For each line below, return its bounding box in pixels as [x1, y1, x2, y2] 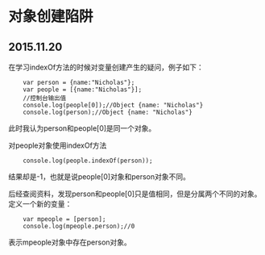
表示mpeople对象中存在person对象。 [8, 237, 131, 247]
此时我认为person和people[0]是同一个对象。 [8, 123, 156, 133]
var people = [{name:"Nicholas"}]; [23, 86, 143, 94]
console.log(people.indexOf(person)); [23, 157, 153, 165]
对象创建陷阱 [8, 7, 94, 26]
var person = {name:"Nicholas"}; [23, 78, 135, 86]
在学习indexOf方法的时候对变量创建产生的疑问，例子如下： [8, 62, 204, 72]
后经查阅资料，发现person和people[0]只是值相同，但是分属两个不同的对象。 [8, 189, 262, 199]
